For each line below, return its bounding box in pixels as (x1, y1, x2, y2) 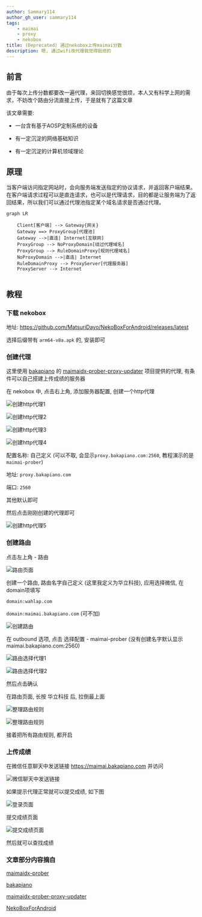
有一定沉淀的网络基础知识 (14, 135, 79, 142)
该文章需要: (6, 109, 35, 116)
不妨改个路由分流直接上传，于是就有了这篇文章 (16, 96, 133, 103)
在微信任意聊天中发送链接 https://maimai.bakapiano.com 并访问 (6, 762, 164, 770)
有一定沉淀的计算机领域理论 (14, 147, 84, 155)
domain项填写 (6, 586, 41, 593)
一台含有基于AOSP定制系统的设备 (14, 121, 98, 129)
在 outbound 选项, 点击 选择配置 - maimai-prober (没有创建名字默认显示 (6, 635, 183, 642)
